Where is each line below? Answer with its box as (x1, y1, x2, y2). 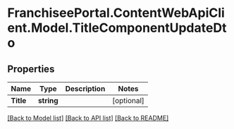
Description (65, 84, 106, 93)
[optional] (111, 96, 144, 105)
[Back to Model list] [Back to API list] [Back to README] (7, 114, 169, 122)
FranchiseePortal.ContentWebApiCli (7, 5, 226, 21)
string (37, 96, 58, 105)
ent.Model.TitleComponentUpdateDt (7, 20, 227, 36)
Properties (7, 63, 55, 75)
